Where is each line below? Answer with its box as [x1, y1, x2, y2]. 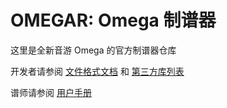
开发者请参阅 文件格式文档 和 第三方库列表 [10, 65, 185, 77]
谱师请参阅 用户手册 [10, 86, 92, 98]
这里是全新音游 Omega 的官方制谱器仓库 [10, 44, 177, 56]
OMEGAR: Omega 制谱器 [10, 9, 217, 32]
